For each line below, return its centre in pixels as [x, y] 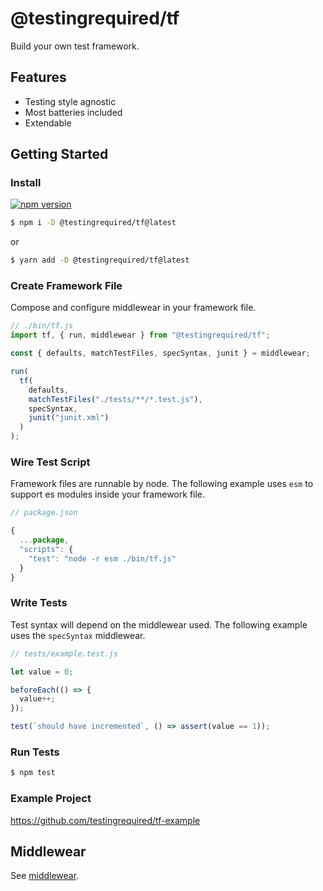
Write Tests [39, 603]
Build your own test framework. [75, 46]
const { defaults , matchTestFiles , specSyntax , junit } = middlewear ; [160, 353]
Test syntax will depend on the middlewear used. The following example [159, 624]
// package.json [44, 513]
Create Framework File [66, 286]
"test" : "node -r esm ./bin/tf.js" [102, 558]
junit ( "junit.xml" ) [69, 418]
